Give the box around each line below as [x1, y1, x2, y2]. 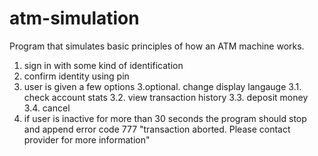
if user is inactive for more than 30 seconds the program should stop [23, 112, 307, 124]
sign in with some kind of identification [23, 59, 184, 71]
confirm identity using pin [23, 70, 130, 82]
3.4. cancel [23, 102, 71, 114]
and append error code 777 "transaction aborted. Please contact [23, 123, 291, 135]
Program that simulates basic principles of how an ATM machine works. [9, 40, 305, 52]
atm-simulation [9, 7, 140, 30]
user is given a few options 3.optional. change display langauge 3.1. [23, 80, 302, 92]
